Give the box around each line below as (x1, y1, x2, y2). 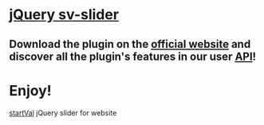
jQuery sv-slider (9, 6, 119, 24)
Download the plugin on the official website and (9, 37, 251, 51)
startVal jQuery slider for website (9, 107, 117, 117)
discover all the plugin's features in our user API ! (9, 49, 257, 63)
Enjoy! (9, 81, 53, 100)
